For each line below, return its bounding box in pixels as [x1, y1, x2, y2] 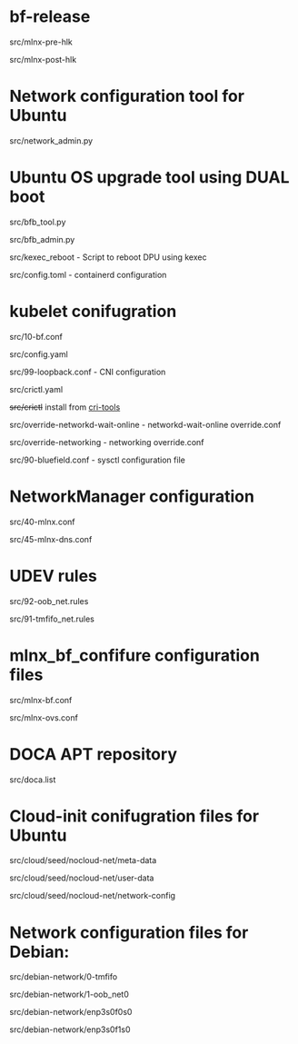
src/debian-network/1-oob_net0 [9, 989, 129, 1000]
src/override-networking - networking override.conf [9, 436, 204, 447]
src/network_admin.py [9, 134, 94, 146]
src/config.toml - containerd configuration [9, 269, 167, 280]
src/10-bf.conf [9, 331, 64, 342]
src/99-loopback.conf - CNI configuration [9, 366, 166, 377]
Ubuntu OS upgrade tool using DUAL [9, 167, 290, 188]
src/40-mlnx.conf [9, 516, 75, 527]
